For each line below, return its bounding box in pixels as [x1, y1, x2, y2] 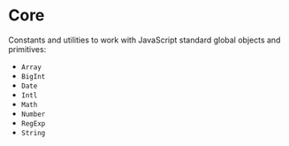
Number [20, 110, 46, 119]
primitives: [8, 43, 47, 54]
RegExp [20, 119, 46, 128]
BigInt [20, 72, 46, 81]
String [20, 128, 46, 137]
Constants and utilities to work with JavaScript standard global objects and [8, 35, 281, 45]
